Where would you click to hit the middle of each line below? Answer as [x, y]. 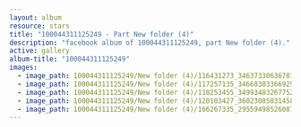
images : [24, 68]
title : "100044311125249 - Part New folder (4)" [102, 34]
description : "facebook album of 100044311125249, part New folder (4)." [150, 42]
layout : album [36, 17]
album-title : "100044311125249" [69, 59]
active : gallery [39, 51]
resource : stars [39, 26]
